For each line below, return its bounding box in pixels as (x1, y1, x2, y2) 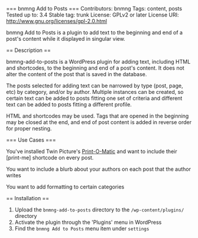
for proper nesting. (6, 125, 52, 132)
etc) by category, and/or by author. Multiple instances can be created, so (6, 89, 184, 95)
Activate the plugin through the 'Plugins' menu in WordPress (14, 219, 162, 226)
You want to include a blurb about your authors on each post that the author (6, 165, 191, 172)
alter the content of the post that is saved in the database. (6, 71, 147, 77)
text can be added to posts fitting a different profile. (6, 101, 132, 108)
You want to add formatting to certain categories (6, 183, 125, 190)
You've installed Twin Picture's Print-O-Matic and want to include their (6, 148, 177, 155)
